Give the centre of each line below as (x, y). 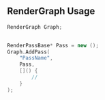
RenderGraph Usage (51, 11)
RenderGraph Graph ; (35, 27)
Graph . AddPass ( (29, 52)
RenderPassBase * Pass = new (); (53, 45)
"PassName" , (36, 58)
